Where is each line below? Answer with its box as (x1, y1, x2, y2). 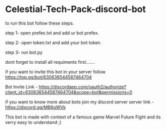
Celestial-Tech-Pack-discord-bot (5, 4, 146, 15)
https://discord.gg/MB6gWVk (5, 104, 66, 110)
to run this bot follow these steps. (5, 20, 74, 26)
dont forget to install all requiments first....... (5, 59, 95, 65)
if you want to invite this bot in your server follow (5, 69, 106, 75)
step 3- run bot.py (5, 49, 43, 55)
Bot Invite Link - (5, 84, 38, 90)
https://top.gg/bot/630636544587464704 (5, 74, 92, 80)
